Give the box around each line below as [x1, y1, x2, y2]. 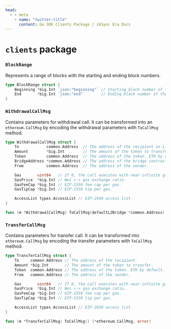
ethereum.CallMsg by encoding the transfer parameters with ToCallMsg [5, 238, 152, 244]
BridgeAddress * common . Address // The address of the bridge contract [14, 159, 167, 164]
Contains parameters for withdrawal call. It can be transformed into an [5, 119, 153, 125]
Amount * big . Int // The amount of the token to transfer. [14, 263, 154, 268]
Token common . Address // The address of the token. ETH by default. [14, 267, 165, 272]
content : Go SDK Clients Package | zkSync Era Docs [18, 21, 131, 27]
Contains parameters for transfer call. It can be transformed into [5, 232, 140, 239]
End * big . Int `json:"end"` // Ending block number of [14, 91, 158, 97]
